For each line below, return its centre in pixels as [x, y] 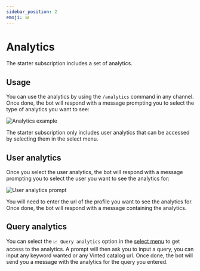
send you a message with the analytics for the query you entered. [87, 261]
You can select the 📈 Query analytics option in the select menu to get [93, 241]
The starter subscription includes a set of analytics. [69, 63]
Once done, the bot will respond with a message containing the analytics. [96, 208]
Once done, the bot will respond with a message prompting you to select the [100, 103]
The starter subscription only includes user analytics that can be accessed [98, 133]
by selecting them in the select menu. [52, 139]
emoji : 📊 [18, 17]
